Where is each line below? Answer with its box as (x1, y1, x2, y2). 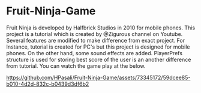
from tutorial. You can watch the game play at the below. (6, 62, 146, 70)
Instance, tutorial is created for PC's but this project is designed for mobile (6, 43, 190, 50)
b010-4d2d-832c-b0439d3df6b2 (6, 80, 89, 88)
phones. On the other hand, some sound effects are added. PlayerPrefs (6, 49, 183, 56)
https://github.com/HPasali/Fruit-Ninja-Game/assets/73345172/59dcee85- (6, 74, 191, 81)
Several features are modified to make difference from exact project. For (6, 37, 185, 44)
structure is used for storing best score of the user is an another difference (6, 56, 191, 63)
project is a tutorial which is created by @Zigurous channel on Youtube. (6, 30, 183, 37)
